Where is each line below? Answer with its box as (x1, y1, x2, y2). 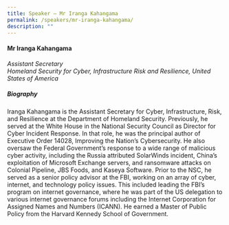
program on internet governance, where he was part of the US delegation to (7, 187, 223, 196)
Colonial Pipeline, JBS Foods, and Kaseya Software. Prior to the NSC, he (7, 166, 212, 174)
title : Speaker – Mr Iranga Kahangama (7, 10, 118, 17)
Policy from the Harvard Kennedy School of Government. (7, 209, 168, 217)
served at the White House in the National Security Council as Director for (7, 122, 217, 130)
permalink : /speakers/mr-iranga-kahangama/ (7, 17, 134, 23)
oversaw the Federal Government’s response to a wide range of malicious (7, 144, 216, 152)
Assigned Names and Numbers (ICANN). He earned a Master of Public (7, 202, 207, 211)
